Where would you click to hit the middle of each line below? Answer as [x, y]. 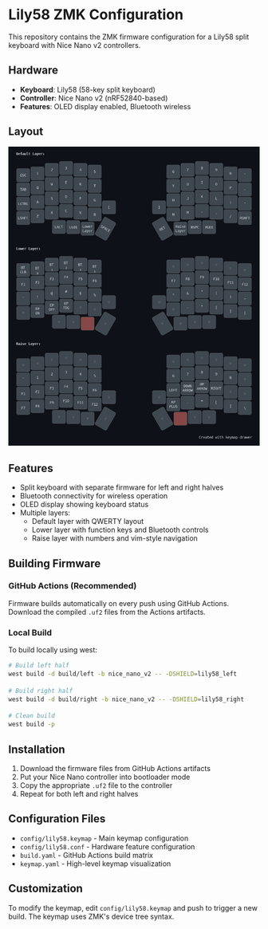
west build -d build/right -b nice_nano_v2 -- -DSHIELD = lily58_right [126, 699]
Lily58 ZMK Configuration [96, 15]
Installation [37, 749]
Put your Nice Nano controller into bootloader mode [105, 777]
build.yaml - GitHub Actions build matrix [87, 855]
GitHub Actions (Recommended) [73, 586]
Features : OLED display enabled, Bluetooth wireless [105, 106]
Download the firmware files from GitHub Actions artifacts [115, 768]
